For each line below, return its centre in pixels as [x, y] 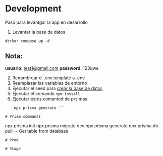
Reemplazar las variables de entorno [50, 83]
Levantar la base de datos [39, 32]
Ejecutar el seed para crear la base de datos [57, 88]
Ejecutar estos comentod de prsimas [50, 99]
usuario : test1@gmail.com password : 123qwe [52, 68]
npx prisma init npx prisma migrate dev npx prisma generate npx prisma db [82, 126]
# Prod [12, 140]
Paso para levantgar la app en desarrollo [47, 22]
